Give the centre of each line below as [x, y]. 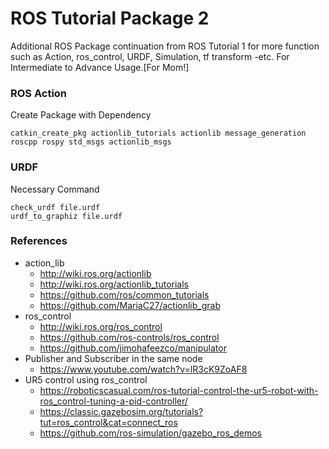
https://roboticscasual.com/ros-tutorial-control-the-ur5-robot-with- [179, 390]
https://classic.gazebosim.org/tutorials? [121, 411]
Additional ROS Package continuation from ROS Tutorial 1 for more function [165, 46]
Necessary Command [55, 189]
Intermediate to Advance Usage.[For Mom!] [100, 67]
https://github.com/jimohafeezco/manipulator [133, 348]
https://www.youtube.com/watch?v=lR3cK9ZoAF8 [143, 369]
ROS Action [39, 93]
